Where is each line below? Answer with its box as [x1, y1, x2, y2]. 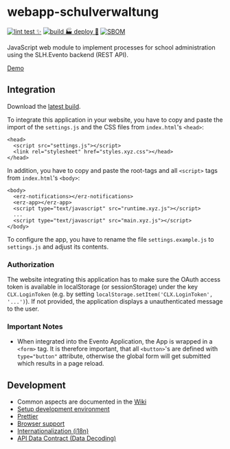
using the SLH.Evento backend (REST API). [7, 50, 129, 59]
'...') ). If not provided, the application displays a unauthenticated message [7, 297, 223, 306]
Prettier [16, 413, 38, 421]
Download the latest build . [7, 102, 81, 110]
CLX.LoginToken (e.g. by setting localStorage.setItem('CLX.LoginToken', [7, 290, 213, 298]
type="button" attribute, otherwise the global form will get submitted [16, 352, 211, 360]
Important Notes [7, 322, 63, 331]
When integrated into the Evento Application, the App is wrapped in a [16, 337, 213, 346]
